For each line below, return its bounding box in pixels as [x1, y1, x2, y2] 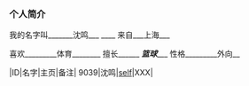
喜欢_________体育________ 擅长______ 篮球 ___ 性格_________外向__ [9, 49, 241, 59]
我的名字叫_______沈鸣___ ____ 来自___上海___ [9, 29, 170, 41]
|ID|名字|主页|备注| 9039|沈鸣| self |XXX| [9, 67, 153, 78]
